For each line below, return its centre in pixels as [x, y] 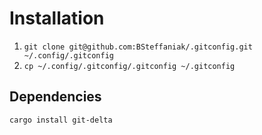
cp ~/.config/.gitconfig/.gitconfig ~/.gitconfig [129, 66]
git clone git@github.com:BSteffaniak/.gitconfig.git [138, 47]
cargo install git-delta [61, 120]
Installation [57, 18]
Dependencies [55, 97]
